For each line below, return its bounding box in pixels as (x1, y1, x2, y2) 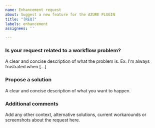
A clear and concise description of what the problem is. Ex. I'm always (5, 58, 150, 64)
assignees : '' (5, 26, 35, 31)
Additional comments (5, 100, 58, 107)
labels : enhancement (5, 21, 48, 27)
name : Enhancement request (5, 7, 61, 13)
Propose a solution (5, 76, 51, 83)
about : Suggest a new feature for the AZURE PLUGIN (5, 12, 115, 17)
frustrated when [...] (5, 64, 46, 70)
